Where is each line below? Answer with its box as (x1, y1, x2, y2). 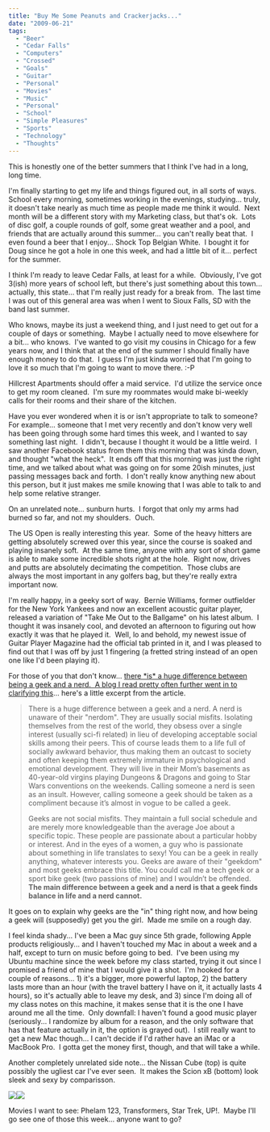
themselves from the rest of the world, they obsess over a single (27, 721, 243, 730)
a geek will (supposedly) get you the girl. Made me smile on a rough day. (8, 915, 252, 925)
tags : (8, 27, 27, 35)
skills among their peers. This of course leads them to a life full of (27, 737, 246, 747)
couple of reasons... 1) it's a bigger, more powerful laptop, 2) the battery (8, 973, 247, 983)
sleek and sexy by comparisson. (8, 1075, 115, 1084)
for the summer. (8, 254, 62, 264)
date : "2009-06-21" (8, 19, 74, 27)
